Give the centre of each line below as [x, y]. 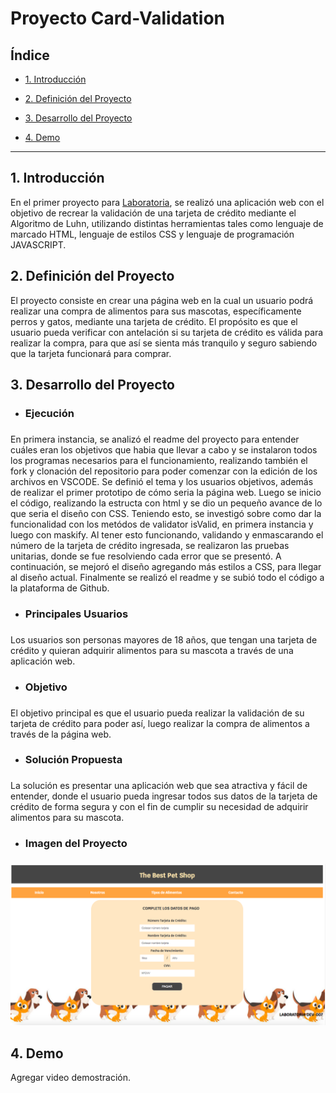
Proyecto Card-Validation [118, 18]
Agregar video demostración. [71, 1077]
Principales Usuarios [76, 614]
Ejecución [49, 413]
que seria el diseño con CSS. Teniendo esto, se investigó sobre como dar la [166, 513]
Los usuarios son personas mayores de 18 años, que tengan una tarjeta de [164, 639]
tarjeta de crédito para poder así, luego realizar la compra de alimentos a [160, 723]
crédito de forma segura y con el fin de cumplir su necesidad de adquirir [159, 807]
